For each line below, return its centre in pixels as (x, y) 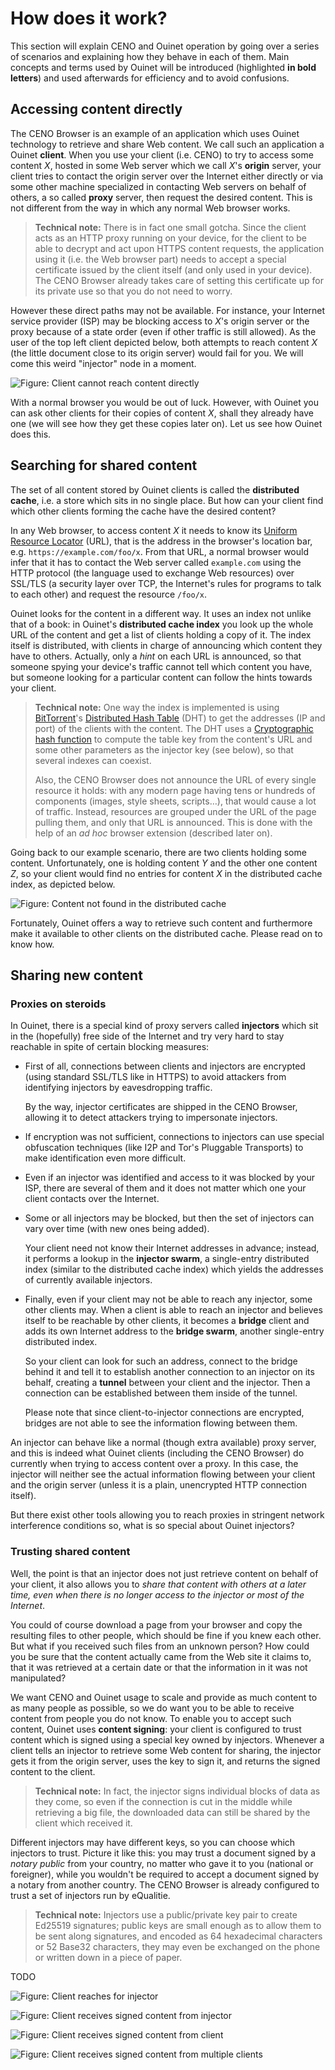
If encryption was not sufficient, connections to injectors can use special (174, 1137)
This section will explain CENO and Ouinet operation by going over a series (165, 46)
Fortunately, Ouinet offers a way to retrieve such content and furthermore (161, 923)
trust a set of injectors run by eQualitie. (90, 1895)
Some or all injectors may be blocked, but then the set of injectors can (169, 1218)
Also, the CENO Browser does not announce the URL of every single (175, 779)
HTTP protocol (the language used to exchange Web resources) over (152, 573)
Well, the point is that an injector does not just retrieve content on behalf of (164, 1573)
